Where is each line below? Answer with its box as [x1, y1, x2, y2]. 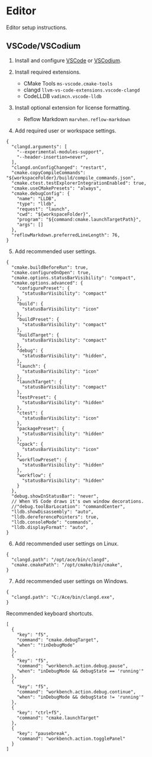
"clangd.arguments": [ [11, 144, 67, 150]
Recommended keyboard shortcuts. [6, 610, 93, 617]
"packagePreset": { [17, 425, 65, 431]
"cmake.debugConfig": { [11, 190, 70, 197]
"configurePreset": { [17, 285, 70, 291]
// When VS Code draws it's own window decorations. [11, 498, 144, 504]
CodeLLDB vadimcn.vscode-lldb [23, 92, 102, 99]
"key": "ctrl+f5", [17, 709, 62, 715]
